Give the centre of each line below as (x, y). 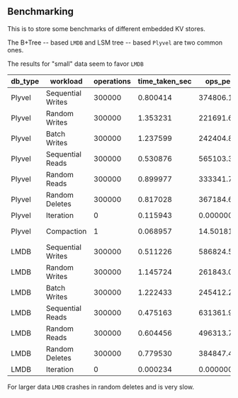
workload (66, 81)
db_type (25, 81)
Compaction (66, 231)
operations (112, 81)
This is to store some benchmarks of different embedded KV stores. (106, 28)
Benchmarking (41, 12)
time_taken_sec (165, 81)
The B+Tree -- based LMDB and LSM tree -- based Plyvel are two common (115, 42)
